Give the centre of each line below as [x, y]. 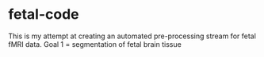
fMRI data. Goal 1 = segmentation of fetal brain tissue [95, 44]
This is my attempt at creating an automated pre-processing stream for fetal [132, 36]
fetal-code [44, 14]
